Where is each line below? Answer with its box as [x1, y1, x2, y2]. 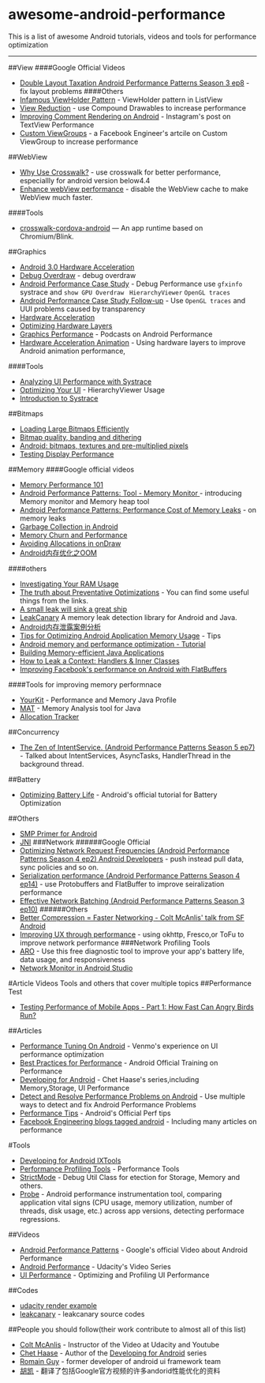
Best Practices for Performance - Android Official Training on [19, 1058, 218, 1067]
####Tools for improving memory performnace [8, 679, 162, 689]
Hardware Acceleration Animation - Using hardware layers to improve [19, 337, 246, 347]
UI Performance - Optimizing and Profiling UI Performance [19, 1270, 210, 1280]
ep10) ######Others [19, 904, 88, 914]
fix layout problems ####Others [19, 86, 124, 96]
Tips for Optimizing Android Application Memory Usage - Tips [19, 630, 222, 641]
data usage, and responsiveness [19, 954, 126, 964]
